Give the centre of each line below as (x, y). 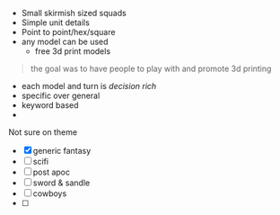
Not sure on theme (43, 132)
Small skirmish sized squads (74, 13)
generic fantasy (62, 151)
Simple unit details (56, 22)
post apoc (52, 172)
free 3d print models (73, 51)
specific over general (61, 95)
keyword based (50, 105)
